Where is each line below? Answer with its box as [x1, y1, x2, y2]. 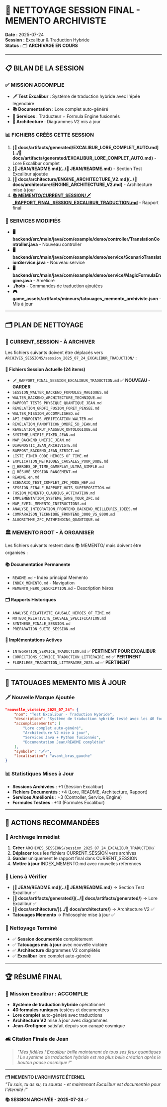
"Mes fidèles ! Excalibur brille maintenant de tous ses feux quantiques [17, 1049, 162, 1055]
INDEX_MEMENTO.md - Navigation [12, 579, 75, 585]
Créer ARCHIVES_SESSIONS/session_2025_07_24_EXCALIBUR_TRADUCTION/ [12, 845, 155, 851]
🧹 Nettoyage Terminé [5, 924, 57, 931]
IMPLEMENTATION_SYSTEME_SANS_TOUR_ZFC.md [12, 496, 99, 501]
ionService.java [12, 259, 46, 266]
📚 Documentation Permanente [5, 561, 71, 567]
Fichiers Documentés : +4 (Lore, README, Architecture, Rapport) [12, 789, 148, 795]
